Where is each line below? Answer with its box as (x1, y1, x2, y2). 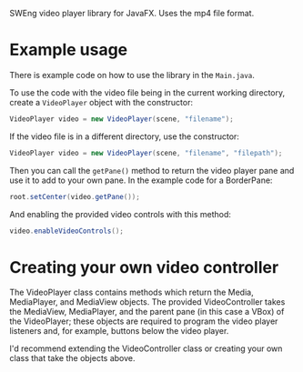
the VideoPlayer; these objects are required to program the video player (9, 316, 278, 327)
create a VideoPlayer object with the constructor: (9, 96, 194, 107)
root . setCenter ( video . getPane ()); (9, 192, 141, 201)
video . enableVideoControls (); (9, 226, 125, 236)
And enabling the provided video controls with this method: (9, 208, 232, 219)
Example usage (9, 40, 128, 60)
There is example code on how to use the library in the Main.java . (9, 69, 255, 80)
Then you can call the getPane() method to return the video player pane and (9, 165, 295, 176)
